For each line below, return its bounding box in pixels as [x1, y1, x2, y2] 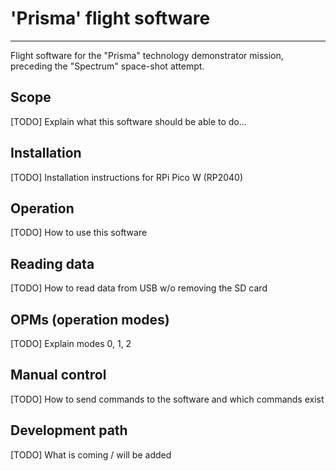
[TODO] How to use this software [10, 227, 148, 239]
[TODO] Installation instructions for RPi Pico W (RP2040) [10, 171, 244, 183]
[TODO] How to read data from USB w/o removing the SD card [10, 282, 268, 294]
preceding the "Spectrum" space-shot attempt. [10, 60, 205, 72]
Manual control [10, 367, 107, 384]
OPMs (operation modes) [10, 311, 170, 328]
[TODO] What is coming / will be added [10, 448, 172, 461]
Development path [10, 422, 128, 439]
